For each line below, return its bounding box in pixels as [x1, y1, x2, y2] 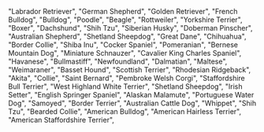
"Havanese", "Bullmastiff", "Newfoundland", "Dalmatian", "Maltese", [8, 57, 228, 66]
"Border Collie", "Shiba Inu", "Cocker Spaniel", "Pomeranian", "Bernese [8, 40, 239, 49]
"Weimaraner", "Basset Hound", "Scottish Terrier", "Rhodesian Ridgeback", [8, 65, 251, 74]
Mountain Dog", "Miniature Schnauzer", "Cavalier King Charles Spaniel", [8, 49, 242, 57]
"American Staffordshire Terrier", [8, 115, 114, 124]
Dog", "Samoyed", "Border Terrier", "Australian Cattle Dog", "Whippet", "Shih [8, 98, 257, 108]
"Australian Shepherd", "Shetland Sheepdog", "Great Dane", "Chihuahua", [8, 31, 247, 41]
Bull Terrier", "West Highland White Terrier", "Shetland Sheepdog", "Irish [8, 82, 243, 91]
